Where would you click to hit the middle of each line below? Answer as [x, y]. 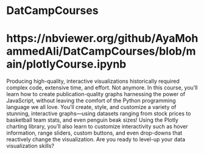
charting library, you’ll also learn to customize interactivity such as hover [97, 127]
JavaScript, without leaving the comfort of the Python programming [91, 100]
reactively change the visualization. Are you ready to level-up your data [96, 139]
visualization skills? [30, 146]
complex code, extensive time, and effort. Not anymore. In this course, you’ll [102, 88]
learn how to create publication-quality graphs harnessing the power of [96, 94]
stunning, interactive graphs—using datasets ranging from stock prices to [99, 114]
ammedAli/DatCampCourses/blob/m [101, 51]
